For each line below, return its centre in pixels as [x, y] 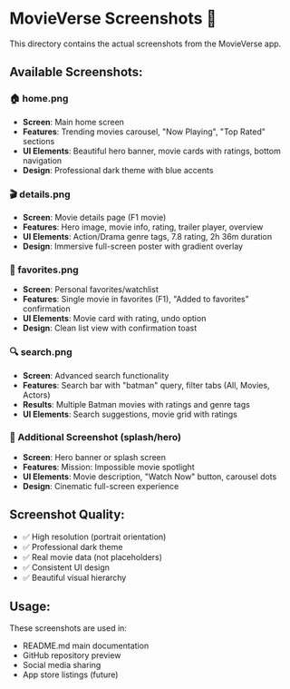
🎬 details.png [40, 194]
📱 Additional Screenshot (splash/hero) [95, 438]
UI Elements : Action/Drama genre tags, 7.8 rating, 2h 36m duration [147, 236]
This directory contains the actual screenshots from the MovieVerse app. [145, 44]
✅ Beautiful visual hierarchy [74, 577]
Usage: [30, 607]
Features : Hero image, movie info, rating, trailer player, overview [143, 227]
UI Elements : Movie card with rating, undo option [114, 319]
